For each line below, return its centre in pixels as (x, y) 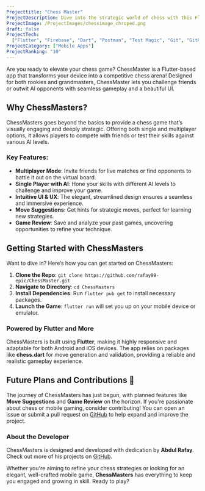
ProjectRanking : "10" (34, 52)
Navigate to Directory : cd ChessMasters (65, 287)
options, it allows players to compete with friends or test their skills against (100, 135)
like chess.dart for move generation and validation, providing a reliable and (101, 354)
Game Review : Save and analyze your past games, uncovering (94, 223)
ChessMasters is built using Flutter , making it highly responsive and (92, 342)
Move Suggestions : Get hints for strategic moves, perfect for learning (103, 210)
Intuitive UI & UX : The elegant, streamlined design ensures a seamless (104, 196)
